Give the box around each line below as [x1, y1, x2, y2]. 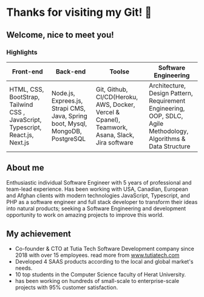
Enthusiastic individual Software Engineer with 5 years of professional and [6, 179, 192, 186]
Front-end [12, 67, 43, 75]
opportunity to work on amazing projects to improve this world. [6, 211, 164, 218]
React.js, [9, 131, 34, 139]
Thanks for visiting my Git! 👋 [6, 5, 152, 19]
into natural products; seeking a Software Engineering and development [6, 205, 186, 212]
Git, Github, [96, 85, 128, 94]
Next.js [9, 138, 29, 146]
